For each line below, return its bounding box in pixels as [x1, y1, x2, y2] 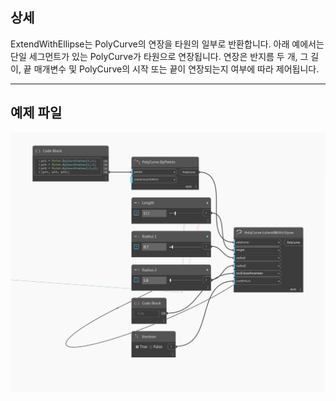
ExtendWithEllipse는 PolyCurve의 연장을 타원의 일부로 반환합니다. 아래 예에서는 [10, 38, 325, 50]
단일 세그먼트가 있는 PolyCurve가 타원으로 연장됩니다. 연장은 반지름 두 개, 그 [10, 50, 309, 62]
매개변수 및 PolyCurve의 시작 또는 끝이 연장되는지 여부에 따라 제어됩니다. [33, 63, 320, 75]
